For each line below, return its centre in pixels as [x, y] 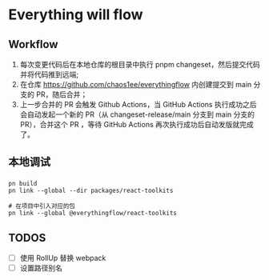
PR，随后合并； [62, 94]
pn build [23, 184]
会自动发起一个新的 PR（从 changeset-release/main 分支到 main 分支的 [137, 114]
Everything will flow [76, 15]
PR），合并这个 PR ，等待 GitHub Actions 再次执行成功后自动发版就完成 [137, 124]
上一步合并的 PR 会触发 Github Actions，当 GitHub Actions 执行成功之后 [138, 104]
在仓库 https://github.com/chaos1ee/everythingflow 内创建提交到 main [136, 84]
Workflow [33, 44]
